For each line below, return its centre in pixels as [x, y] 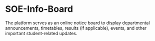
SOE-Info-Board [39, 9]
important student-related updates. [41, 33]
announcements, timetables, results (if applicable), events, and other [76, 28]
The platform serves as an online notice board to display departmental [77, 23]
